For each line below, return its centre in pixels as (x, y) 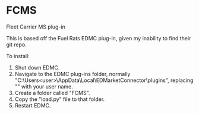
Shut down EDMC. (37, 67)
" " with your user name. (44, 86)
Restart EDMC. (33, 105)
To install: (18, 56)
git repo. (16, 45)
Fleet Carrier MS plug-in (36, 27)
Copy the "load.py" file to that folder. (60, 99)
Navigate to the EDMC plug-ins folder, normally (72, 74)
